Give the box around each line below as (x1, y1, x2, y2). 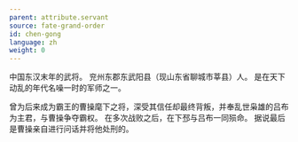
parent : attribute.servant (9, 12, 109, 22)
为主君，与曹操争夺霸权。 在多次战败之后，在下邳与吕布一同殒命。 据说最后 (9, 113, 286, 123)
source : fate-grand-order (9, 21, 105, 30)
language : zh (9, 37, 58, 47)
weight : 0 (9, 46, 46, 55)
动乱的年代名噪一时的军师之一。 (9, 83, 126, 93)
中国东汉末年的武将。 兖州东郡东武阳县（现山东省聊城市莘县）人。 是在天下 (9, 72, 286, 83)
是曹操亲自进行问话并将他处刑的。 (9, 123, 134, 134)
